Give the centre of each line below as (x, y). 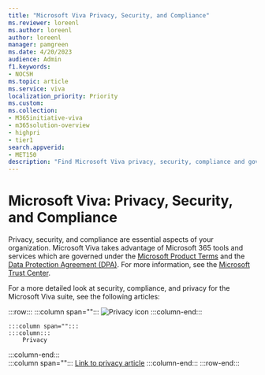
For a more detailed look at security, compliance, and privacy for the (119, 288)
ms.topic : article (38, 81)
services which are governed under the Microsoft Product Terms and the (127, 256)
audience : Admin (35, 60)
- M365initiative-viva (45, 118)
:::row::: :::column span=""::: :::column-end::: (105, 312)
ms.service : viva (37, 89)
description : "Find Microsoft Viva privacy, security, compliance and (127, 162)
